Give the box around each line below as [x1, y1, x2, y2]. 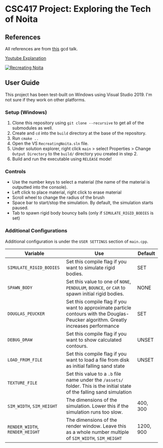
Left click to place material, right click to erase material [12, 189, 122, 195]
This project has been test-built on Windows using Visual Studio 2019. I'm [5, 91, 152, 98]
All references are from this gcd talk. [5, 46, 78, 51]
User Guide [5, 79, 40, 87]
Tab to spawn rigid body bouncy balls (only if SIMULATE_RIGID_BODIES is [12, 210, 154, 216]
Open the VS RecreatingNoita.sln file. [12, 141, 89, 147]
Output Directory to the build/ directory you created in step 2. [12, 151, 138, 157]
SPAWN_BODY [7, 285, 33, 290]
